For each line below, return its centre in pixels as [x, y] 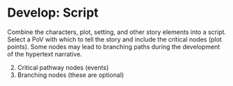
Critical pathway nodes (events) [63, 67]
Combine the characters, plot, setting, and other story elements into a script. [117, 32]
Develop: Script [53, 13]
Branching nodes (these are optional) [71, 75]
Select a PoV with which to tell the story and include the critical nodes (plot [115, 39]
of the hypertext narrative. [45, 54]
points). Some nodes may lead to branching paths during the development [114, 46]
